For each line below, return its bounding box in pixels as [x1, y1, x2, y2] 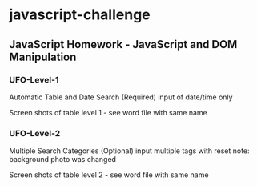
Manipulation [9, 50, 77, 63]
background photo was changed [9, 155, 117, 164]
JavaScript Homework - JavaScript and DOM [9, 38, 238, 51]
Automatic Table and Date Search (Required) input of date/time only [9, 92, 233, 102]
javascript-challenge [9, 6, 151, 24]
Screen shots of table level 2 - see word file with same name [9, 170, 209, 180]
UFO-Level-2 [9, 127, 61, 139]
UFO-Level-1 [9, 74, 59, 85]
